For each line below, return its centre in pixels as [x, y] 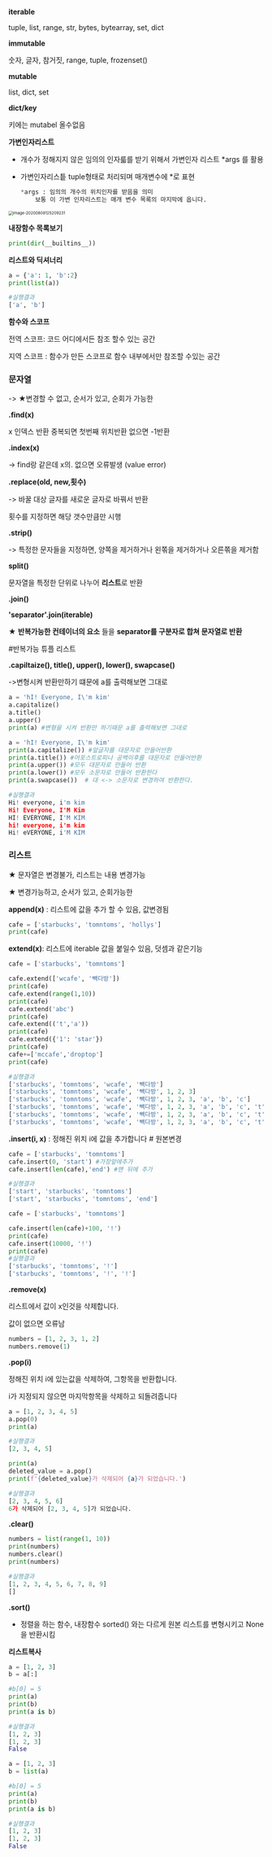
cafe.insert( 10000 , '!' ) [50, 1244]
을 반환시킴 [38, 1634]
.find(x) [22, 415]
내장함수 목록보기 [36, 228]
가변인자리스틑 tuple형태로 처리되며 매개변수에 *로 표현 [107, 177]
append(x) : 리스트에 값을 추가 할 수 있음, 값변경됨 [89, 909]
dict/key [23, 108]
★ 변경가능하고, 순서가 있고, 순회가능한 [71, 891]
